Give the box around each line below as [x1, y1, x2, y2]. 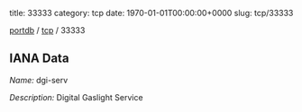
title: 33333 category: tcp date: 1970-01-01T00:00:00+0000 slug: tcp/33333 [9, 8, 294, 18]
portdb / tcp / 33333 [9, 25, 86, 35]
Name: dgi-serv [9, 74, 69, 85]
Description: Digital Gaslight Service [9, 91, 143, 102]
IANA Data [9, 51, 69, 66]
